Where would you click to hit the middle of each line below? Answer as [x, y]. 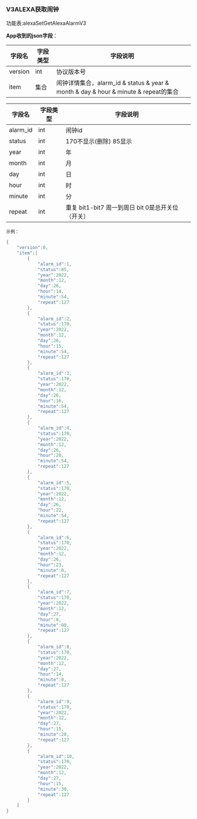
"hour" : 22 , [51, 510]
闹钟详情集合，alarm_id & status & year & [113, 83]
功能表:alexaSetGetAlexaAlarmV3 [46, 23]
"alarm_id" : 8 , [55, 647]
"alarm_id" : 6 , [55, 537]
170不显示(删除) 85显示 [99, 141]
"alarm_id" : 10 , [56, 756]
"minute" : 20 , [53, 735]
